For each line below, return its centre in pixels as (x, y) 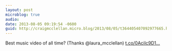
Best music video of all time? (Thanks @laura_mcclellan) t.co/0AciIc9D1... (83, 43)
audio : (12, 19)
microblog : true (23, 15)
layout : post (19, 10)
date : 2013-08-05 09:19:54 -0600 (41, 24)
